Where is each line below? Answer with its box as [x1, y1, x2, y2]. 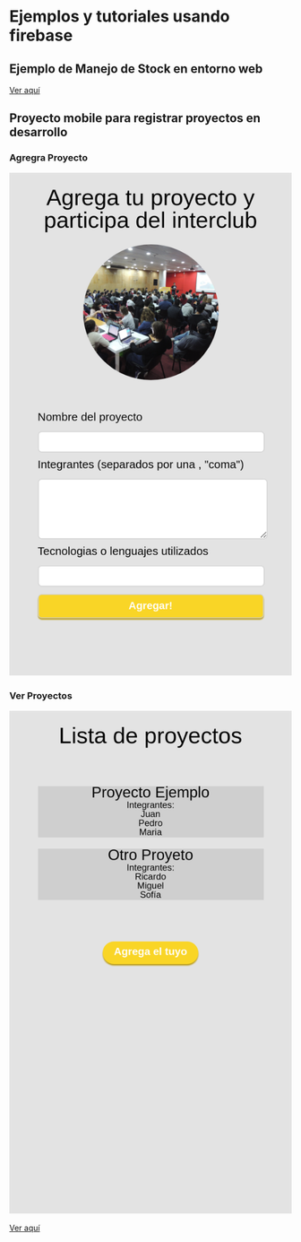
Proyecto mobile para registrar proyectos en [9, 110, 262, 126]
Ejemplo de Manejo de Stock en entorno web [9, 61, 263, 76]
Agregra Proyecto [9, 152, 88, 164]
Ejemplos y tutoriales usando [9, 6, 230, 27]
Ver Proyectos [9, 690, 73, 702]
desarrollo [9, 125, 68, 140]
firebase [9, 25, 73, 46]
